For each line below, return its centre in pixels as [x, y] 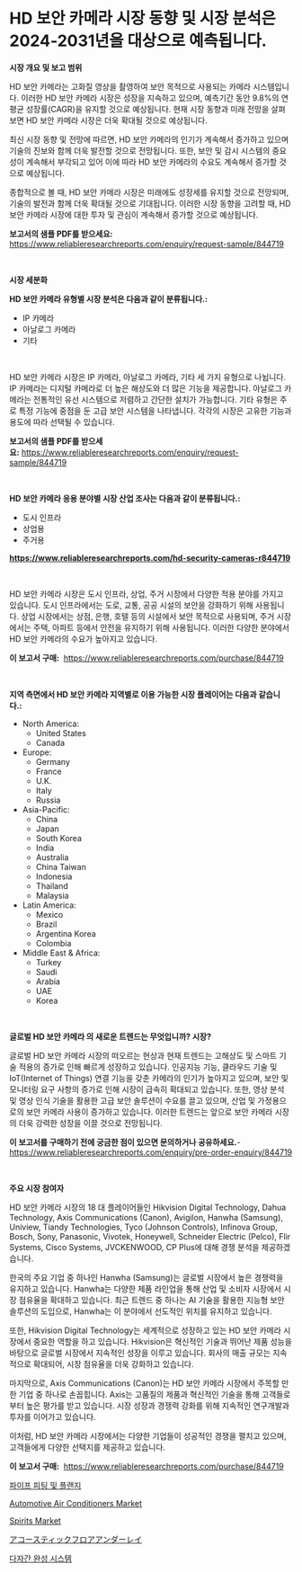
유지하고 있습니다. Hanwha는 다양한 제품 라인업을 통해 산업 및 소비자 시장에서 [145, 1288]
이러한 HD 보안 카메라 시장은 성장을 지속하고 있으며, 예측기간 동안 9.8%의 [150, 98]
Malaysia [52, 895]
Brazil [46, 924]
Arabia [48, 981]
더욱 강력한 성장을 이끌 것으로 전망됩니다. [91, 1123]
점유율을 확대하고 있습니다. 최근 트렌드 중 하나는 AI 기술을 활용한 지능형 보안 [151, 1300]
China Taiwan [61, 866]
